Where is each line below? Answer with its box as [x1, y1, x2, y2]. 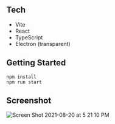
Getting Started [6, 57, 66, 68]
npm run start [6, 79, 43, 85]
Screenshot [6, 96, 52, 106]
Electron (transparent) [15, 40, 71, 47]
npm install [6, 74, 37, 80]
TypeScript [15, 33, 43, 41]
